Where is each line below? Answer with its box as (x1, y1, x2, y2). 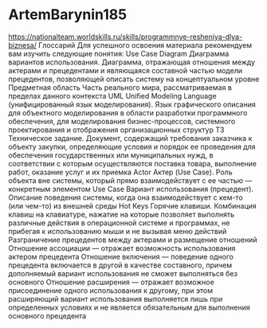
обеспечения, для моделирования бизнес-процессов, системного (8, 116, 236, 126)
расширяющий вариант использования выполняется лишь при (8, 294, 223, 303)
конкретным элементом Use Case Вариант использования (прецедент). (8, 184, 253, 193)
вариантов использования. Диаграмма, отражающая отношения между (8, 57, 256, 67)
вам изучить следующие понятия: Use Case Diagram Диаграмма (8, 49, 230, 58)
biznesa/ (8, 40, 37, 49)
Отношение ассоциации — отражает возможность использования (8, 243, 237, 252)
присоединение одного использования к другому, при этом (8, 285, 214, 295)
